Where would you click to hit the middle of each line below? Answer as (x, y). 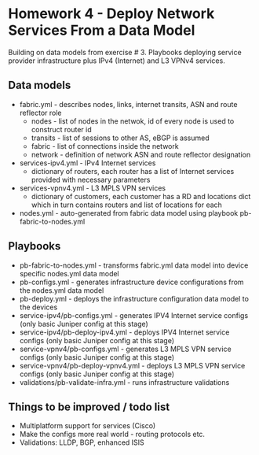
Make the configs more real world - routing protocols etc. (112, 435)
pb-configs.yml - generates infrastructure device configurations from (132, 282)
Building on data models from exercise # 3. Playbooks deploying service (125, 52)
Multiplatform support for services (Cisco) (88, 426)
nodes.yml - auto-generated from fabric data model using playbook (129, 213)
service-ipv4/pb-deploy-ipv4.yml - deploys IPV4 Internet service (124, 332)
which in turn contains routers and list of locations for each (126, 205)
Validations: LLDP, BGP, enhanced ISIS (82, 442)
